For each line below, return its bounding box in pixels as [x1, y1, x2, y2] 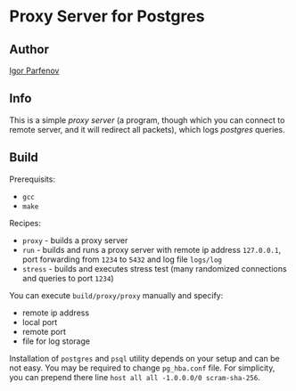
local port [21, 316, 58, 327]
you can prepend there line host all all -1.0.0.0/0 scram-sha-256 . [9, 371, 260, 382]
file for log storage [21, 336, 91, 346]
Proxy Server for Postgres [9, 6, 205, 27]
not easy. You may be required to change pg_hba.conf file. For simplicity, [9, 362, 275, 373]
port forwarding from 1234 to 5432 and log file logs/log [21, 254, 223, 265]
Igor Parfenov [9, 65, 60, 76]
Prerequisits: [9, 174, 56, 184]
